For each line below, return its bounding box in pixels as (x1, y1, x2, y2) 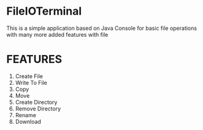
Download (15, 118, 42, 125)
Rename (15, 111, 37, 118)
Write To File (15, 79, 47, 86)
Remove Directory (15, 105, 61, 112)
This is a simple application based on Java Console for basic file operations (6, 24, 197, 32)
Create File (15, 72, 43, 80)
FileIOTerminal (6, 4, 82, 18)
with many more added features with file (6, 31, 109, 38)
